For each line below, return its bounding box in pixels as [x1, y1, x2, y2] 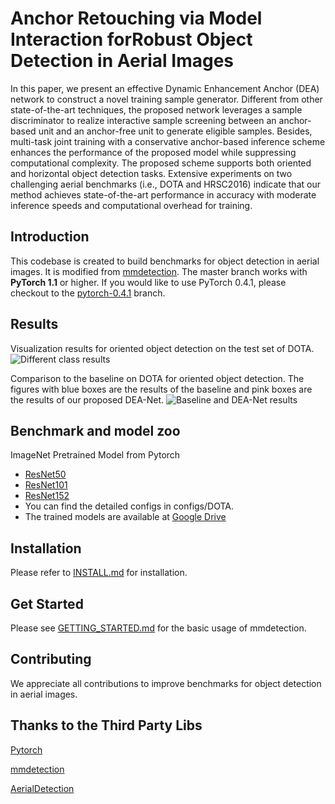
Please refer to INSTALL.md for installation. [10, 567, 188, 579]
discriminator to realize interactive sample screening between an [10, 114, 277, 126]
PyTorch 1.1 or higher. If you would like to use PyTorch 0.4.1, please [10, 276, 287, 288]
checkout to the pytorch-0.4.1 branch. [10, 287, 166, 299]
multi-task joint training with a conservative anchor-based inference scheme [10, 135, 326, 147]
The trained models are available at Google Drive [24, 511, 227, 523]
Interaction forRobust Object [10, 28, 253, 51]
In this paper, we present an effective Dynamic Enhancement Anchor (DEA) [10, 82, 320, 94]
